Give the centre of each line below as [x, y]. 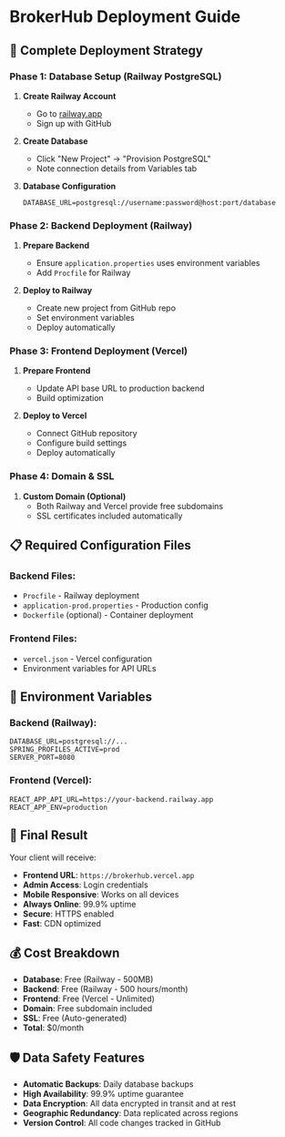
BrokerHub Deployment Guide [125, 17]
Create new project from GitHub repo [106, 308]
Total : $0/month [53, 1028]
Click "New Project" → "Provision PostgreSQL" [123, 159]
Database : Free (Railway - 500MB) [88, 979]
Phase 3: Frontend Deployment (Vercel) [99, 351]
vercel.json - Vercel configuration [87, 659]
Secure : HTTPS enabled [68, 914]
